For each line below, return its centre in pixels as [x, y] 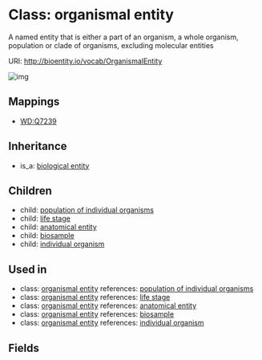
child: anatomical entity [58, 227]
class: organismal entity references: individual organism [112, 323]
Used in [28, 269]
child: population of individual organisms [87, 210]
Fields [24, 348]
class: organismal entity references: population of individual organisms [137, 289]
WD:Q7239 [38, 121]
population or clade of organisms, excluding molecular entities [111, 45]
